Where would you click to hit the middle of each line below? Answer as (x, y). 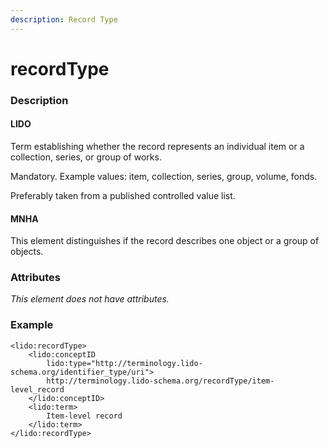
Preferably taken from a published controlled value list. (123, 195)
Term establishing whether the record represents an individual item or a (157, 146)
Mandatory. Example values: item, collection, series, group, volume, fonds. (164, 176)
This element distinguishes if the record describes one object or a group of (165, 241)
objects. (27, 252)
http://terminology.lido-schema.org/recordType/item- (160, 381)
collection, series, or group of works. (86, 157)
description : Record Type (64, 19)
